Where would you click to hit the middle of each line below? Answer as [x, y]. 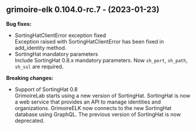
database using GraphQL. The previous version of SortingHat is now [98, 114]
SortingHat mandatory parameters [56, 54]
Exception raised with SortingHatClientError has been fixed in [89, 41]
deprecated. [30, 121]
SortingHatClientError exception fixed [60, 35]
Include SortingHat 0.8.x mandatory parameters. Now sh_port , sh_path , [101, 60]
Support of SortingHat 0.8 [46, 89]
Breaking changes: [30, 78]
